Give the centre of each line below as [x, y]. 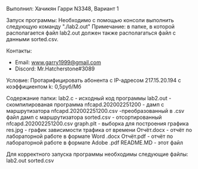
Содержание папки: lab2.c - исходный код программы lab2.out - [89, 98]
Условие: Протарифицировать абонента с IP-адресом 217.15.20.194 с [94, 80]
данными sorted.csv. [32, 39]
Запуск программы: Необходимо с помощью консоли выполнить [90, 20]
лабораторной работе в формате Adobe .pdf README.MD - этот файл [95, 142]
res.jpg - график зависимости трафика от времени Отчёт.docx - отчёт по [99, 130]
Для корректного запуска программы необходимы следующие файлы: [97, 154]
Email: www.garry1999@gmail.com [58, 62]
